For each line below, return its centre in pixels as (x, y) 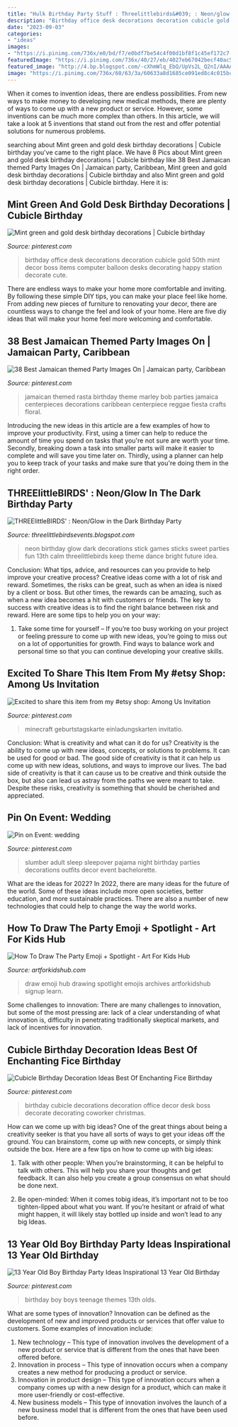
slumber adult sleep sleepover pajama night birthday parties (112, 862)
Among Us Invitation (53, 684)
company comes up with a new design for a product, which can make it (122, 1387)
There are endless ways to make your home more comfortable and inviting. (117, 289)
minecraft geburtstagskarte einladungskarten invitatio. (104, 729)
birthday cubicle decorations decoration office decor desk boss (118, 1105)
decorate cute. (46, 275)
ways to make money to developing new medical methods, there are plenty (117, 101)
